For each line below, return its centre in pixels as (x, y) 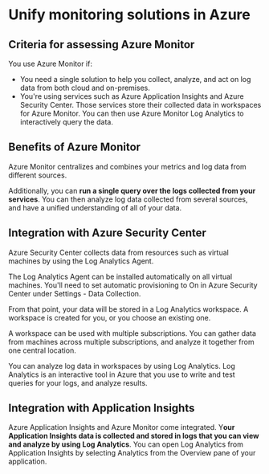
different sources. (38, 175)
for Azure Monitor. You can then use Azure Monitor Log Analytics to (132, 113)
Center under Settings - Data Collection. (75, 293)
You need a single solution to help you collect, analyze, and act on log (135, 79)
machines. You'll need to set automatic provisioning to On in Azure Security (133, 285)
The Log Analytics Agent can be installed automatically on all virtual (120, 276)
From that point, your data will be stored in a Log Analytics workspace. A (128, 309)
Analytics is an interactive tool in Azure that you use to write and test (122, 374)
